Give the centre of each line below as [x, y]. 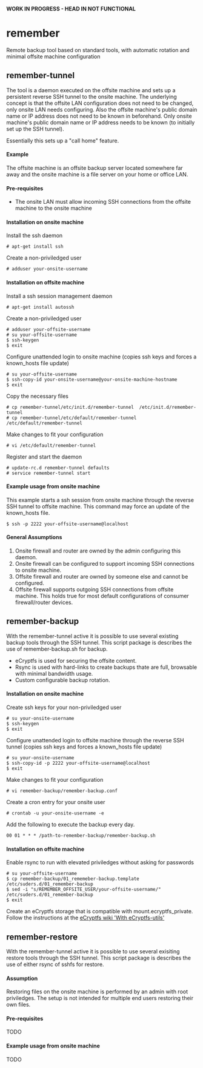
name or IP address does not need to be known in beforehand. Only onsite [99, 116]
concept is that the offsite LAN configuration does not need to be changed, [100, 103]
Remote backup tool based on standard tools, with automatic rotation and [98, 50]
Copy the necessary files [37, 396]
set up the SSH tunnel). [35, 129]
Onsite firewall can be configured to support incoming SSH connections [105, 563]
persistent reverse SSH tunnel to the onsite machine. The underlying [92, 96]
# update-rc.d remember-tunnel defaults [58, 468]
